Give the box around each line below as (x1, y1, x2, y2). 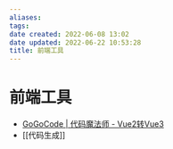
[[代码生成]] (21, 130, 66, 141)
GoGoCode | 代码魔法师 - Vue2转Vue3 (21, 119, 165, 129)
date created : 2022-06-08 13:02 (9, 29, 129, 38)
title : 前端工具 (9, 46, 64, 55)
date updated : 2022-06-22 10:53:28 (9, 37, 142, 47)
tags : (9, 21, 29, 30)
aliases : (9, 12, 42, 22)
